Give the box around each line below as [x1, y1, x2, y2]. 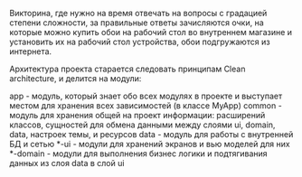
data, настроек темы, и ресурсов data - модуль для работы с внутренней [9, 129, 294, 139]
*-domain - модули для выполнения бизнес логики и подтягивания [9, 148, 269, 159]
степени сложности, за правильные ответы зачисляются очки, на [9, 17, 264, 28]
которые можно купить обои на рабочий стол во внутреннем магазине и [9, 27, 292, 37]
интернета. [9, 46, 52, 57]
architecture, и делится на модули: [9, 73, 142, 84]
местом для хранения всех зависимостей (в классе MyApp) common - [9, 100, 282, 111]
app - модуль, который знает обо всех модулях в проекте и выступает [9, 90, 283, 101]
